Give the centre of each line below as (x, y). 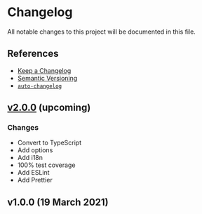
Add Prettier (35, 180)
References (33, 54)
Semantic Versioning (47, 78)
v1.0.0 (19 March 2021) (58, 202)
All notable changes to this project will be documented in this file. (102, 32)
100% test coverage (46, 165)
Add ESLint (34, 173)
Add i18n (30, 158)
